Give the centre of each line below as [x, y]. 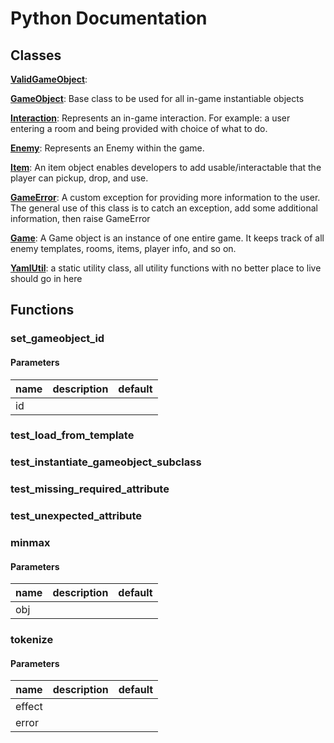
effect [29, 707]
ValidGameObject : [49, 79]
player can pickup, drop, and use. [79, 178]
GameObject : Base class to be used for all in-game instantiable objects [157, 98]
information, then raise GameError [80, 218]
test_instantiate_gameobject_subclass [106, 462]
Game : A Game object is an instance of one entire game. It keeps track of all [167, 238]
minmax [30, 543]
